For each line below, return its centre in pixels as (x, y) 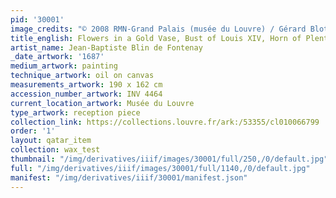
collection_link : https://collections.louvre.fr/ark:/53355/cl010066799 (165, 122)
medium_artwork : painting (64, 66)
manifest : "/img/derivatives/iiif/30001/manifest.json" (129, 177)
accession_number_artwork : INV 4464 (86, 94)
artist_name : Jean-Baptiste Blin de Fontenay (106, 47)
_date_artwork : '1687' (57, 57)
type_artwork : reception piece (75, 112)
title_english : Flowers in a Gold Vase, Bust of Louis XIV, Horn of (156, 38)
